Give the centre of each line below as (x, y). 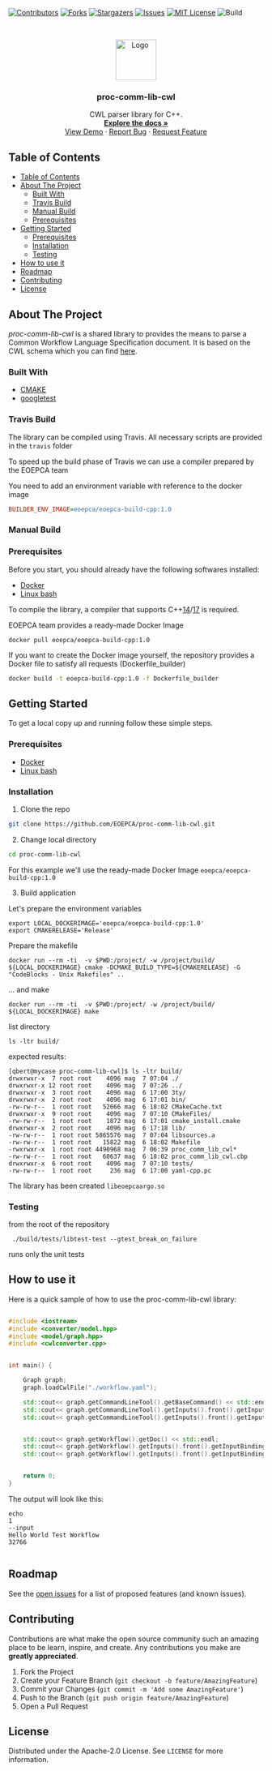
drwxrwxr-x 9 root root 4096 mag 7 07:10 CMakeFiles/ (110, 1114)
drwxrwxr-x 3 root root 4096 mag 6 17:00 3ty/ (97, 1092)
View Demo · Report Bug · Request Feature (136, 132)
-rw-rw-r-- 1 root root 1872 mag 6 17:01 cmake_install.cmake (125, 1121)
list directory (30, 1027)
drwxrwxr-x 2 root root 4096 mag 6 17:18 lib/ (97, 1128)
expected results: (37, 1056)
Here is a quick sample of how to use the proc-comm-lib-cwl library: (123, 1299)
